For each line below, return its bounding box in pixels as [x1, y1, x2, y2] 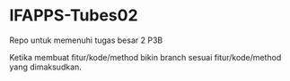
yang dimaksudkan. [9, 61, 83, 72]
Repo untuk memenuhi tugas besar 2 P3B [9, 35, 163, 45]
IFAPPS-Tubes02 [9, 5, 138, 26]
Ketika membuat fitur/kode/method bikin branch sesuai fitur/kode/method [9, 52, 282, 62]
